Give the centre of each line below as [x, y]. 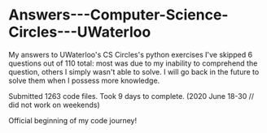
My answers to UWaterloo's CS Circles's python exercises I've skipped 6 [131, 54]
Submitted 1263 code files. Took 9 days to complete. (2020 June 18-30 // [131, 96]
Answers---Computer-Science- [118, 15]
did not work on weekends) [54, 105]
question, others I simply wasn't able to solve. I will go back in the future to [134, 71]
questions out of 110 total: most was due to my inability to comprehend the [133, 63]
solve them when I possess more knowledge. [84, 80]
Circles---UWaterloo [80, 32]
